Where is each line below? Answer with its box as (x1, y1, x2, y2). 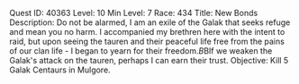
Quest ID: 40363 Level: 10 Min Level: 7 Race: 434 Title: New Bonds (9, 8, 258, 18)
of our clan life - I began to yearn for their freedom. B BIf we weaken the (9, 46, 273, 56)
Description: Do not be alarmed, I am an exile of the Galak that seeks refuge (9, 17, 291, 28)
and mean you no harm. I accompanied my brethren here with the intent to (9, 27, 285, 37)
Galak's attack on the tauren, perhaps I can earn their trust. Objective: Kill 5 (9, 55, 289, 65)
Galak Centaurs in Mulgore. (9, 64, 111, 75)
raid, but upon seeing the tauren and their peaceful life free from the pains (9, 36, 285, 46)
